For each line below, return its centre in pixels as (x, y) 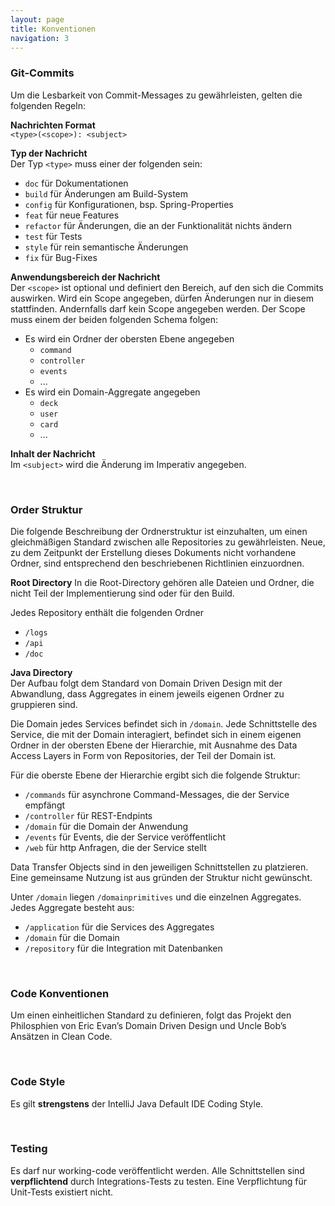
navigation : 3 (40, 38)
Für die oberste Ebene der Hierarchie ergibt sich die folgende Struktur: (155, 775)
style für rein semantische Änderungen (106, 247)
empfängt (45, 805)
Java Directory (41, 672)
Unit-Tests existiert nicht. (62, 1192)
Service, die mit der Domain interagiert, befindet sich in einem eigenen (156, 734)
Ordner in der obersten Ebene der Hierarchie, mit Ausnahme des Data (154, 745)
